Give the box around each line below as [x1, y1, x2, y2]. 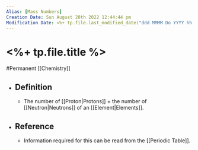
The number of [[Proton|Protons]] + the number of [23, 98, 147, 105]
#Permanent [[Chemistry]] [6, 65, 71, 72]
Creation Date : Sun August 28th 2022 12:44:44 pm [6, 14, 132, 20]
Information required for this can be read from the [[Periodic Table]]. [23, 137, 191, 144]
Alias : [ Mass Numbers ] [6, 8, 62, 15]
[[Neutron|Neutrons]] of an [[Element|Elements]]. [23, 104, 144, 111]
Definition [14, 82, 52, 92]
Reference [14, 121, 55, 131]
